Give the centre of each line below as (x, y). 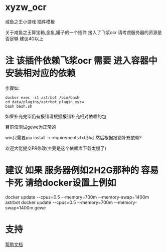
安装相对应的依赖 (41, 73)
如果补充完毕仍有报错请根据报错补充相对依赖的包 (56, 116)
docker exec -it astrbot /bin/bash (42, 97)
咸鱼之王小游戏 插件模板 (30, 22)
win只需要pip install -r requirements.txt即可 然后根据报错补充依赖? (73, 137)
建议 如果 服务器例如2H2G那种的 (72, 171)
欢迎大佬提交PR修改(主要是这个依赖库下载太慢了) (56, 148)
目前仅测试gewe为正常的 (31, 127)
